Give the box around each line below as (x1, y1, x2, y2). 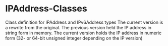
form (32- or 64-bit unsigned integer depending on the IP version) (5, 35, 143, 41)
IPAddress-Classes (5, 3, 87, 14)
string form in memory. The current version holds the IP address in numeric (5, 30, 162, 36)
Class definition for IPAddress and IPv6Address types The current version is (5, 19, 163, 25)
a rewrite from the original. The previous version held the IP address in (5, 24, 152, 30)
